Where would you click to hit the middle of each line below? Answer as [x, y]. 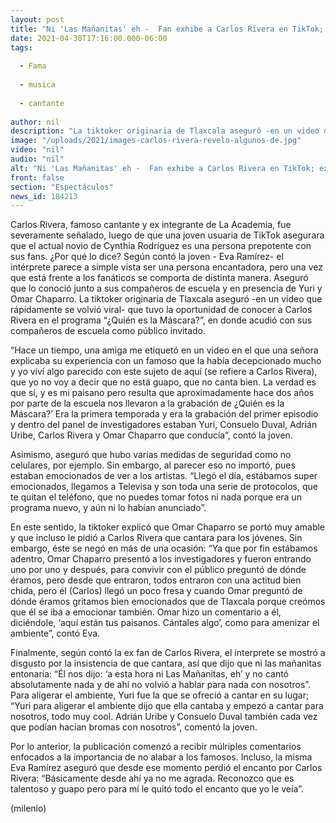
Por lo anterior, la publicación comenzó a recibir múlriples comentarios [156, 747]
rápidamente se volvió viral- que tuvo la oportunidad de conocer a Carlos [161, 310]
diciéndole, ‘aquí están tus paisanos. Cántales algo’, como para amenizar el [165, 623]
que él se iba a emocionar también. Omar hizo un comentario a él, [146, 612]
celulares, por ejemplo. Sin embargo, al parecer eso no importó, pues [153, 465]
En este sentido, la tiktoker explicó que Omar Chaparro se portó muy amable [168, 527]
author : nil [35, 122]
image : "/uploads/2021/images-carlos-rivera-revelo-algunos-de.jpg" [156, 141]
